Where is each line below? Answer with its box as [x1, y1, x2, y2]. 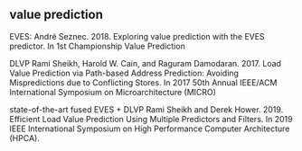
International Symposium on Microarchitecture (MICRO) [9, 86, 217, 97]
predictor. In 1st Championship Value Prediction [9, 40, 185, 51]
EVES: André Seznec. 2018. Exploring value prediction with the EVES [9, 31, 265, 41]
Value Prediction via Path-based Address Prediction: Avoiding [9, 67, 240, 78]
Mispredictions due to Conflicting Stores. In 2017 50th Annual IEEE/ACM [9, 76, 278, 88]
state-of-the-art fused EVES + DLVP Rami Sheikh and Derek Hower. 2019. [9, 103, 284, 115]
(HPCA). [9, 132, 41, 143]
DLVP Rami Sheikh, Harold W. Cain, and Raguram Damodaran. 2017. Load [9, 58, 282, 68]
